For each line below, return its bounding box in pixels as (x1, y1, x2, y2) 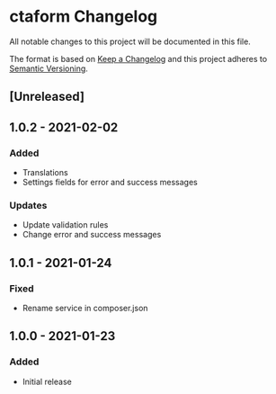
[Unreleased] (9, 89, 85, 104)
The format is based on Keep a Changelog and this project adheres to (9, 53, 268, 64)
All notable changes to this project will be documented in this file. (9, 36, 252, 47)
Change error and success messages (22, 229, 162, 240)
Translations (22, 167, 69, 178)
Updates (9, 199, 48, 211)
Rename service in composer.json (22, 303, 148, 313)
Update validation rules (22, 219, 109, 230)
